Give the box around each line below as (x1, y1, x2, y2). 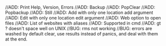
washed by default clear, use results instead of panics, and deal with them (5, 31, 158, 36)
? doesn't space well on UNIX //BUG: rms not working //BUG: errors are (5, 25, 152, 31)
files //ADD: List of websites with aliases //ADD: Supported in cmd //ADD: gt (5, 20, 161, 26)
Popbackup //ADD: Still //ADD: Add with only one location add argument (5, 9, 153, 15)
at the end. (5, 36, 27, 42)
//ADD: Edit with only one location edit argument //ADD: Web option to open (5, 15, 161, 20)
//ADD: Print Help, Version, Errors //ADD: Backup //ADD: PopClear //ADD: (5, 4, 155, 10)
